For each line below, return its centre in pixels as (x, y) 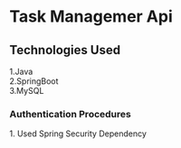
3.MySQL (27, 91)
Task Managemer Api (91, 17)
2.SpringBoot (34, 81)
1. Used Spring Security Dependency (78, 134)
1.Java (21, 71)
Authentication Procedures (70, 114)
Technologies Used (65, 50)
